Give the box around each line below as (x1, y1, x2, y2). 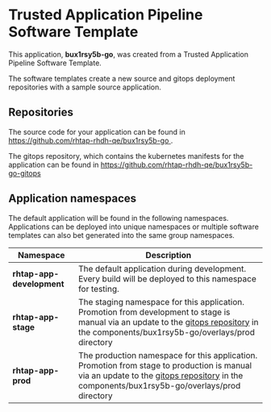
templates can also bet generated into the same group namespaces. (8, 230, 236, 239)
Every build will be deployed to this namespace (77, 273, 256, 284)
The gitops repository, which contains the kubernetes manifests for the (8, 151, 244, 160)
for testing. (77, 283, 119, 294)
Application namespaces (8, 192, 137, 206)
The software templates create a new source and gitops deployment (8, 73, 236, 83)
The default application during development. (77, 263, 247, 274)
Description (145, 249, 192, 260)
